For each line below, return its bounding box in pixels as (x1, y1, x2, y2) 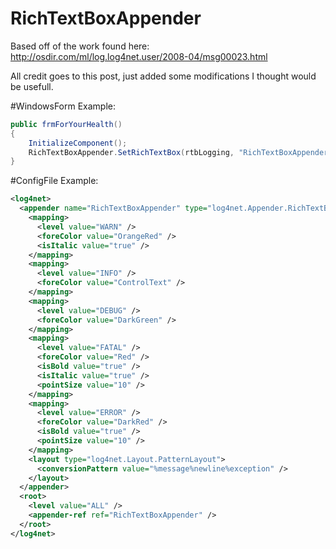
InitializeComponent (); (28, 138, 128, 148)
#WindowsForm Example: (10, 100, 117, 112)
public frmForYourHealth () (10, 119, 123, 129)
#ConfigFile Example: (10, 175, 99, 187)
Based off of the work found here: (10, 40, 150, 52)
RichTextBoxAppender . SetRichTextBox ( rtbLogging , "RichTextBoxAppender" (28, 147, 333, 157)
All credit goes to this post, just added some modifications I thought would (10, 70, 317, 82)
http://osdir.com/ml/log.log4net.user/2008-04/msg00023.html (10, 50, 268, 62)
